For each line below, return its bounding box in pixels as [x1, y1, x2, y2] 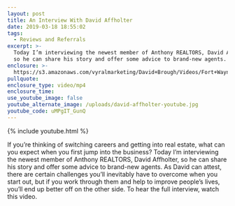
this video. [7, 192, 37, 200]
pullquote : [7, 75, 39, 82]
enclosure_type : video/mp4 [7, 82, 86, 89]
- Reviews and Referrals [13, 36, 86, 43]
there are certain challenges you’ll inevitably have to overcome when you [7, 170, 218, 178]
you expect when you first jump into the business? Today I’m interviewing [7, 147, 219, 156]
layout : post [7, 10, 45, 17]
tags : [7, 29, 23, 37]
